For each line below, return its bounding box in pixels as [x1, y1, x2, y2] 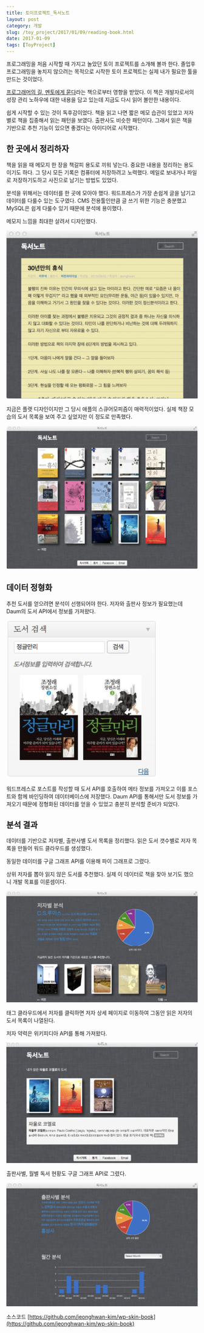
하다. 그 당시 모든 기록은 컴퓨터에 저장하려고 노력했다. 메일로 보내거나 [22, 168, 186, 176]
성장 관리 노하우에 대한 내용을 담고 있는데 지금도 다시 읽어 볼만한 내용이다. [6, 96, 181, 103]
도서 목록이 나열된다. [6, 1017, 55, 1024]
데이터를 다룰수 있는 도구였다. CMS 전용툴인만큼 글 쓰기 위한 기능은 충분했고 [6, 197, 187, 204]
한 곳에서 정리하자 [6, 144, 69, 154]
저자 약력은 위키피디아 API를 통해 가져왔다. [6, 1030, 107, 1037]
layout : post [6, 16, 39, 23]
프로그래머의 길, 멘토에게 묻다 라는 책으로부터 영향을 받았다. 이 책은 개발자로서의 [6, 88, 194, 96]
